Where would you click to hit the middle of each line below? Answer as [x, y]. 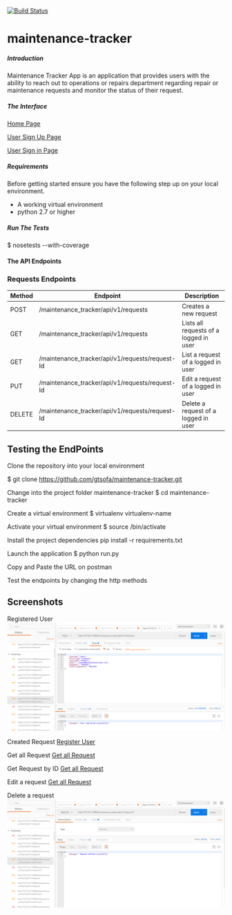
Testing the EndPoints [56, 449]
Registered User [30, 619]
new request [200, 313]
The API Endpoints [35, 261]
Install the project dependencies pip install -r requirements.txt [95, 541]
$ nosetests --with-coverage [48, 245]
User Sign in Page [33, 151]
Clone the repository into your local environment [76, 466]
